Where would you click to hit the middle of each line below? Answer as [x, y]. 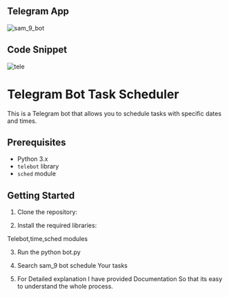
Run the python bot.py [49, 252]
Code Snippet [37, 50]
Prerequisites [37, 142]
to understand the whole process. [65, 287]
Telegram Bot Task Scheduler [93, 94]
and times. [22, 121]
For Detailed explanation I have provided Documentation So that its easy [120, 279]
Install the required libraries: [57, 226]
